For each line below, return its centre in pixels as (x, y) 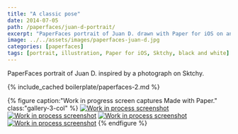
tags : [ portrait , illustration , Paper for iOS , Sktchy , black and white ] (119, 54)
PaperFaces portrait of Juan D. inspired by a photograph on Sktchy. (106, 73)
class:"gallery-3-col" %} (43, 108)
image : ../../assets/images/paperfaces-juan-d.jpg (84, 40)
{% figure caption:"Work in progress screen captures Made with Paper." (112, 100)
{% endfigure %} (123, 123)
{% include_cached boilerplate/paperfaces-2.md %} (84, 87)
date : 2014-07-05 (33, 20)
